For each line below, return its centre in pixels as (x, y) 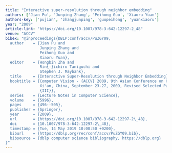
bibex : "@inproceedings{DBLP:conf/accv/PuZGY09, (58, 39)
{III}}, (48, 91)
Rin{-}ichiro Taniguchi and (70, 67)
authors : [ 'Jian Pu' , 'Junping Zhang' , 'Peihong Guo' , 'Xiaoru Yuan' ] (82, 15)
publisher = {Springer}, (36, 110)
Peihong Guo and (57, 53)
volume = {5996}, (32, 100)
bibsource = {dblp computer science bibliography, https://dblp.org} (85, 138)
